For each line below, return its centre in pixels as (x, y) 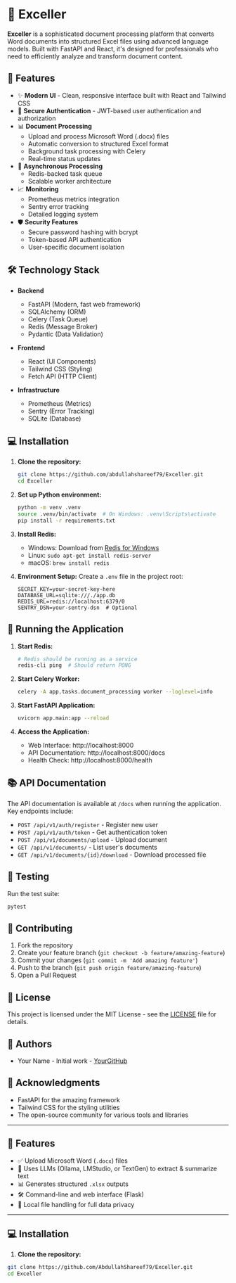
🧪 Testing (28, 877)
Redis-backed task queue (65, 173)
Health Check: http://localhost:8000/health (90, 760)
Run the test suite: (33, 893)
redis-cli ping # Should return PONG (74, 665)
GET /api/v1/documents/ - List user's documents (87, 847)
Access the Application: (53, 732)
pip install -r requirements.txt (66, 521)
